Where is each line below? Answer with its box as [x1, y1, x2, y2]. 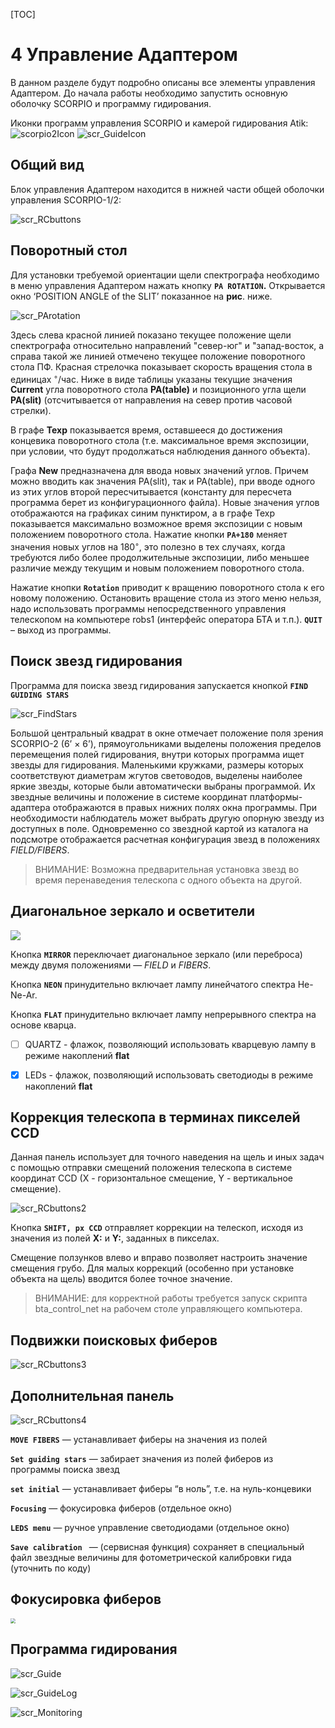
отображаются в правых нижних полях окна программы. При [52, 801, 318, 813]
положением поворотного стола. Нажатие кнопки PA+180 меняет [10, 529, 288, 541]
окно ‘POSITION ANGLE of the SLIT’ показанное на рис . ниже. [10, 290, 273, 302]
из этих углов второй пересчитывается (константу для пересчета [10, 486, 292, 498]
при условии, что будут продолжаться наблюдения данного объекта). [10, 445, 311, 458]
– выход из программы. [10, 624, 112, 636]
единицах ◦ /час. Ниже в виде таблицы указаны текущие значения [10, 371, 293, 385]
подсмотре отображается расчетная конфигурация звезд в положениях [10, 833, 321, 845]
